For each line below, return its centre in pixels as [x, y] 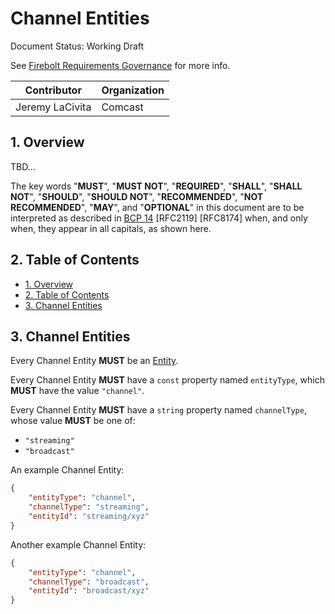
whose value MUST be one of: [73, 421]
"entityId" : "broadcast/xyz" [89, 591]
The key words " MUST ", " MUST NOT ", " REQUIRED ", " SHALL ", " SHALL [156, 186]
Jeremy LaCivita [53, 107]
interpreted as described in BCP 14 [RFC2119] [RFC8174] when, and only [159, 218]
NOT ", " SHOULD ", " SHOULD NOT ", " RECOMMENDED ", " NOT [137, 196]
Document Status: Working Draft [77, 46]
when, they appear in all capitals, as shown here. [111, 228]
